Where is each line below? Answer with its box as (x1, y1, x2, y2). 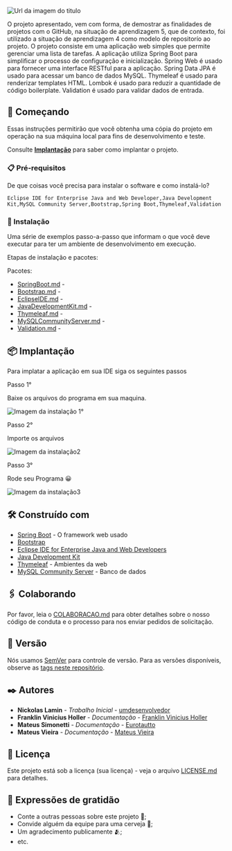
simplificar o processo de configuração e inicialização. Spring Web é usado (7, 57, 223, 65)
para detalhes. (7, 774, 48, 782)
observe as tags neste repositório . (7, 663, 105, 672)
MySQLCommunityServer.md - (17, 317, 105, 325)
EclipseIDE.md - (17, 295, 64, 303)
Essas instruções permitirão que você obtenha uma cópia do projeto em (7, 125, 213, 133)
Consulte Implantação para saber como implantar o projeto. (7, 145, 179, 154)
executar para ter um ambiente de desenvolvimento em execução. (7, 240, 196, 249)
